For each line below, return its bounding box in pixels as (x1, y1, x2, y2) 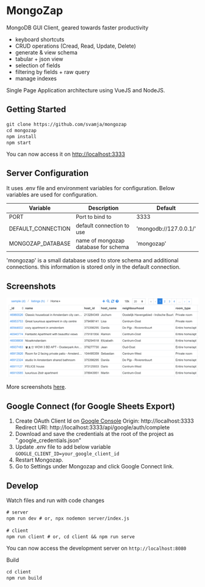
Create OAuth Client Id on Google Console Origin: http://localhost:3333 (15, 417, 194, 425)
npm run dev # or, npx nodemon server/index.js (6, 515, 130, 522)
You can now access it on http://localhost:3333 (6, 150, 125, 158)
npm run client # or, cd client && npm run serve (6, 533, 135, 540)
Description (88, 204, 119, 212)
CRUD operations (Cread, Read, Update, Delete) (15, 42, 136, 50)
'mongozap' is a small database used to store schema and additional (6, 257, 179, 264)
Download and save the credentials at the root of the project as (15, 430, 174, 438)
